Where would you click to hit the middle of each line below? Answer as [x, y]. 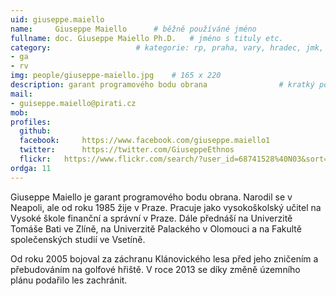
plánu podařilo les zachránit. [69, 280]
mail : [21, 94]
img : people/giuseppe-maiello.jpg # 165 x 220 [116, 76]
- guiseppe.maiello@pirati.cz [73, 103]
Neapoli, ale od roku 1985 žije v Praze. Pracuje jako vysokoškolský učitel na [166, 207]
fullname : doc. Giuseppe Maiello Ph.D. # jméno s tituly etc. [147, 38]
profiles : [31, 122]
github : [35, 131]
